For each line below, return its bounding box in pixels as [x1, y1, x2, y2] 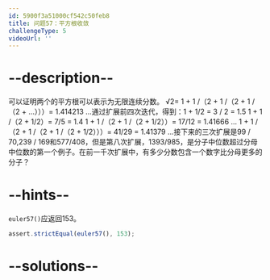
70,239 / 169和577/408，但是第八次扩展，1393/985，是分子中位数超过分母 [8, 137, 258, 147]
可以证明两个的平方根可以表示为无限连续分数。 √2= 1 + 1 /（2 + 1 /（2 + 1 [8, 97, 251, 107]
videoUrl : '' [8, 34, 52, 43]
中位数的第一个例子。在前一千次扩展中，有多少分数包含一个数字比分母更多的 [8, 147, 263, 157]
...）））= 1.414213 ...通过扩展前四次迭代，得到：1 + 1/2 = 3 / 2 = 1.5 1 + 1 [27, 107, 263, 117]
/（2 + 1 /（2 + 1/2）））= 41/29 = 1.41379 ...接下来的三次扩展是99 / [33, 127, 251, 137]
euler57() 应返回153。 [8, 214, 81, 224]
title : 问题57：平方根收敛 [8, 19, 89, 27]
